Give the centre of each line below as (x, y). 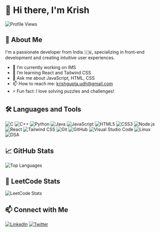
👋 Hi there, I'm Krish (47, 10)
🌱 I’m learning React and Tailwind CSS (52, 73)
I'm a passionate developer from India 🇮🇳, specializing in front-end (75, 52)
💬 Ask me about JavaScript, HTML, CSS (53, 78)
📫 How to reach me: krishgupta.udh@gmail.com (63, 83)
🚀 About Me (24, 40)
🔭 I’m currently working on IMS (44, 67)
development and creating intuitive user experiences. (60, 58)
